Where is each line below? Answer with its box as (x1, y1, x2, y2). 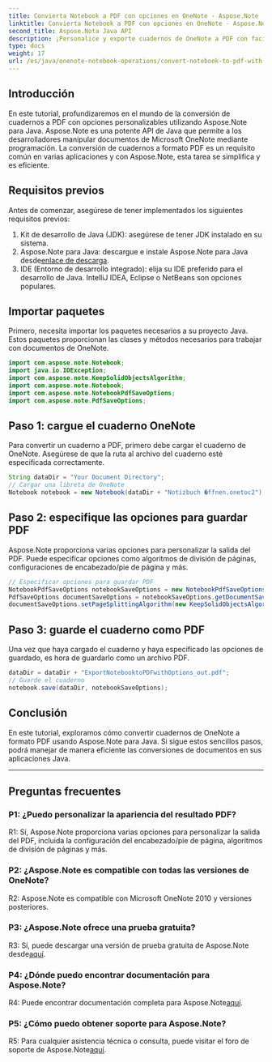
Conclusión (8, 706, 68, 720)
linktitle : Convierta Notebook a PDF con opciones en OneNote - (8, 19, 230, 28)
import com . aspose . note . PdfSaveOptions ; (8, 396, 147, 405)
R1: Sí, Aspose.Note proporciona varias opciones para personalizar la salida (8, 827, 261, 837)
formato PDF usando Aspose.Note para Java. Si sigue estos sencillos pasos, (8, 736, 263, 746)
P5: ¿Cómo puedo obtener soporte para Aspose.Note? (8, 1018, 227, 1030)
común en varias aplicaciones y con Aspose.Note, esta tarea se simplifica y (8, 151, 261, 161)
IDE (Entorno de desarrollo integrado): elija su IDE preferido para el (19, 264, 243, 274)
